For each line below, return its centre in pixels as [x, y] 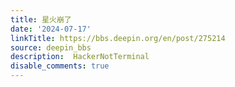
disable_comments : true [60, 66]
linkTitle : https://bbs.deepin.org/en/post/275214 [118, 38]
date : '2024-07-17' [51, 29]
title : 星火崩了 [41, 19]
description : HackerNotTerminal [80, 57]
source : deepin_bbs [51, 47]
